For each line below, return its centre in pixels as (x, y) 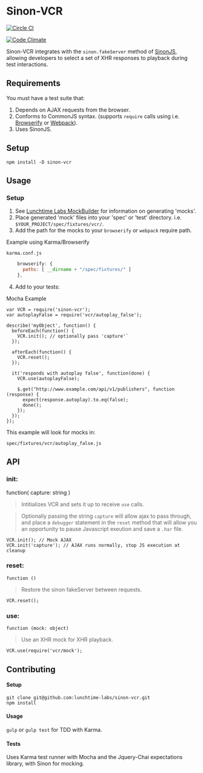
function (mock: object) (38, 629)
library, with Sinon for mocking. (45, 764)
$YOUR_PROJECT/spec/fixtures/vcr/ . (59, 224)
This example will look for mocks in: (51, 432)
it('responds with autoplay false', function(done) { (81, 373)
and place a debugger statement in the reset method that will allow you (109, 522)
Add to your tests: (37, 287)
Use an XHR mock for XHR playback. (67, 640)
